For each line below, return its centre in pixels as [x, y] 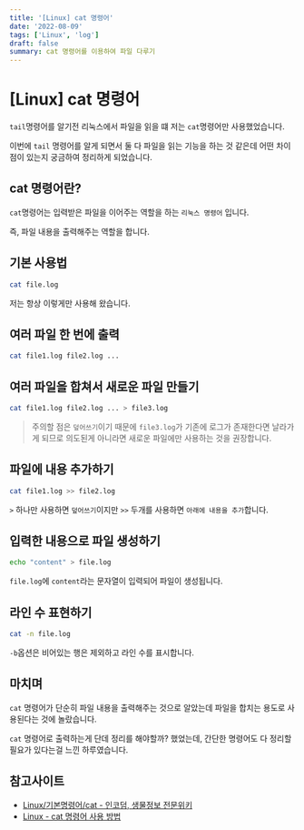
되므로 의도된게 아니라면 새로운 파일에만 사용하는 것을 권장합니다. [157, 438]
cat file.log [34, 284]
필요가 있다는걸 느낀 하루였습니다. [69, 749]
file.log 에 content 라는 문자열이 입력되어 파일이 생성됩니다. [116, 581]
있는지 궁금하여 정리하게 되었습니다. [89, 157]
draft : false [34, 43]
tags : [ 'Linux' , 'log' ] [54, 35]
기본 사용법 [39, 263]
